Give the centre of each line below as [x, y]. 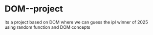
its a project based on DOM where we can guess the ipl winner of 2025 [76, 22]
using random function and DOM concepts [47, 27]
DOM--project [34, 9]
